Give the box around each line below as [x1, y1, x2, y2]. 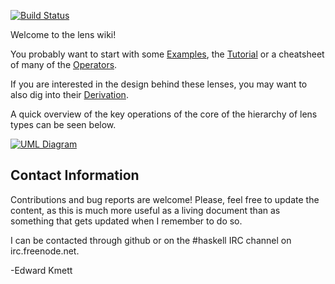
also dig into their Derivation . [10, 89, 129, 100]
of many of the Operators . [10, 59, 118, 70]
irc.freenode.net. [10, 245, 80, 257]
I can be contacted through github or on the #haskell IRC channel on [10, 234, 292, 246]
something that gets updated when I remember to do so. [10, 215, 243, 227]
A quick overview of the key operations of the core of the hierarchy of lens [10, 108, 318, 120]
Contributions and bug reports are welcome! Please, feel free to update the [10, 193, 320, 205]
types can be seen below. [10, 119, 117, 130]
